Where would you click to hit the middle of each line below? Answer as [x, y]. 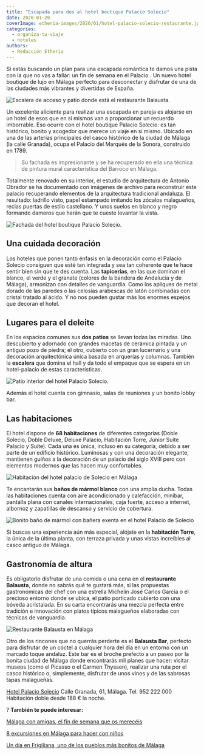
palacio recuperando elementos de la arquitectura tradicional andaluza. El [98, 193]
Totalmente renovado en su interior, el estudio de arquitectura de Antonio [98, 181]
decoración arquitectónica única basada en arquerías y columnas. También [100, 357]
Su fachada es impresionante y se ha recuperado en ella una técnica [107, 162]
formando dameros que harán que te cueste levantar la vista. [83, 213]
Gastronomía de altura [49, 564]
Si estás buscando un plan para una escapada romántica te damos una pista [102, 69]
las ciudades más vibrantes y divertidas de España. [70, 88]
